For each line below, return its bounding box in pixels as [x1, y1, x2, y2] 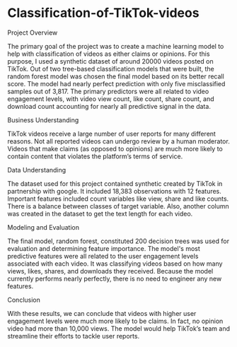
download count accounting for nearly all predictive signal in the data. [7, 102, 211, 110]
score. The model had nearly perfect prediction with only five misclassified [7, 79, 226, 88]
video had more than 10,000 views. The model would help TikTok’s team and [7, 324, 230, 333]
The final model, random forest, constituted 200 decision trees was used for [7, 237, 230, 245]
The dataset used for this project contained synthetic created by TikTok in [7, 179, 223, 188]
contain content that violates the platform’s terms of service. [7, 152, 183, 160]
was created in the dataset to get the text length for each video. [7, 209, 193, 218]
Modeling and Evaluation [7, 223, 80, 231]
